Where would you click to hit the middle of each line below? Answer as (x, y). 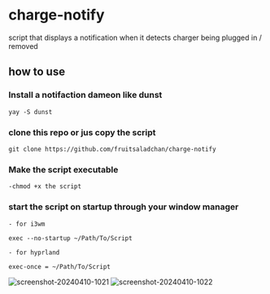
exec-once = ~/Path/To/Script (60, 266)
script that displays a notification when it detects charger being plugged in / (135, 37)
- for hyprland (34, 252)
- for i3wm (27, 224)
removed (23, 46)
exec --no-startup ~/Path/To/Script (70, 238)
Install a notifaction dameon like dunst (85, 95)
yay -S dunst (30, 112)
